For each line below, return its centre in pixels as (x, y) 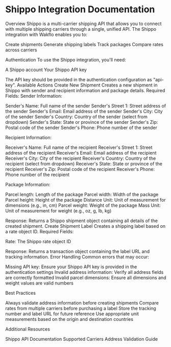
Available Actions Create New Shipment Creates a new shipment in (87, 85)
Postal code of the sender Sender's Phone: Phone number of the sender (81, 127)
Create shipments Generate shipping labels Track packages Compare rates (84, 44)
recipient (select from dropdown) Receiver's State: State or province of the (84, 164)
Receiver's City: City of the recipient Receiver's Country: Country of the (81, 158)
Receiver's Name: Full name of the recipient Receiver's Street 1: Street (79, 147)
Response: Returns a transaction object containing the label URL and (77, 251)
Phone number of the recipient (38, 175)
